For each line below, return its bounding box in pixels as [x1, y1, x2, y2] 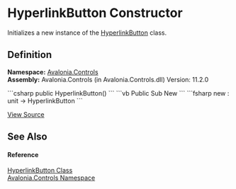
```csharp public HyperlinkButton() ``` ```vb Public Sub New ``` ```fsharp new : [7, 88, 230, 97]
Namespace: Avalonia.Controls [7, 67, 99, 76]
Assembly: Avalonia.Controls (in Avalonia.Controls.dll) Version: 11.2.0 [7, 75, 209, 84]
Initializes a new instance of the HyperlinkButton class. [7, 28, 167, 37]
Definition [7, 49, 52, 61]
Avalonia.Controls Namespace [7, 173, 96, 182]
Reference [7, 150, 39, 159]
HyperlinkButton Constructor [7, 5, 183, 21]
